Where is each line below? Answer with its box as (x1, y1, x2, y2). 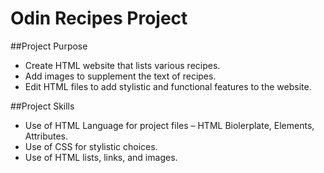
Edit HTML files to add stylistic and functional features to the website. (24, 80, 312, 92)
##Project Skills (10, 100, 75, 112)
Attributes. (24, 130, 69, 142)
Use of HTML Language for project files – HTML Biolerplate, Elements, (24, 119, 315, 131)
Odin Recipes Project (10, 7, 188, 30)
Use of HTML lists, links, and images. (24, 151, 178, 163)
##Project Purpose (10, 40, 88, 52)
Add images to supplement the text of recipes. (24, 70, 217, 82)
